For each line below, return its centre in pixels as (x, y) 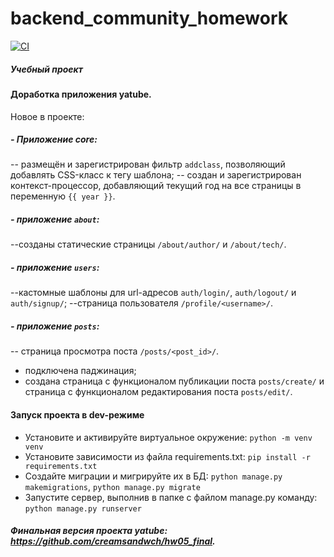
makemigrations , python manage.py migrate (112, 486)
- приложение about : (55, 219)
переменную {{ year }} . (63, 196)
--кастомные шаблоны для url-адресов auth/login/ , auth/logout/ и (153, 293)
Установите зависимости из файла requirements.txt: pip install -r (167, 456)
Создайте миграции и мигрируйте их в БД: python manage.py (153, 476)
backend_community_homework (149, 18)
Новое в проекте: (47, 116)
